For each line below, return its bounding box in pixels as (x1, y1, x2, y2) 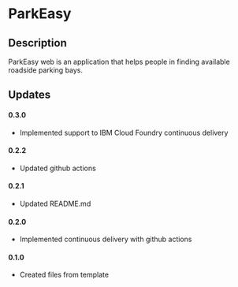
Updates (8, 88, 51, 102)
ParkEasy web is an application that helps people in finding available (8, 57, 230, 66)
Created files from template (19, 270, 109, 280)
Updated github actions (19, 163, 96, 173)
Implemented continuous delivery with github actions (19, 234, 192, 244)
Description (8, 36, 67, 50)
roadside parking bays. (8, 65, 84, 75)
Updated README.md (19, 199, 91, 208)
